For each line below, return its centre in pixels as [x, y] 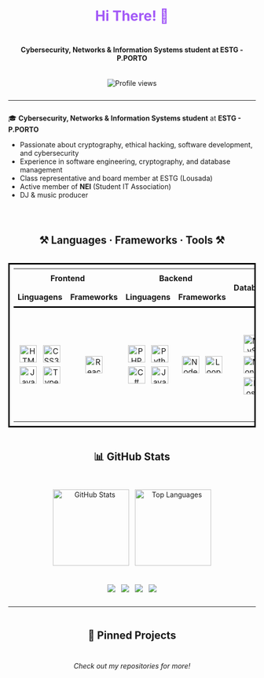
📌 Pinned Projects [132, 635]
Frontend [68, 278]
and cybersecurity [49, 153]
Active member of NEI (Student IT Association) [95, 186]
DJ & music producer [54, 195]
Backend [176, 278]
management [41, 169]
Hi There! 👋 [132, 16]
